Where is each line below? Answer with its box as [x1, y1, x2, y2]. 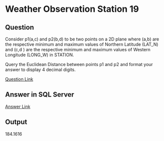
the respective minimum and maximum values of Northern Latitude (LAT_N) [5, 41, 159, 47]
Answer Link [5, 104, 31, 109]
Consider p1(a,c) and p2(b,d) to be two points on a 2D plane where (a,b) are [5, 36, 160, 42]
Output [5, 118, 27, 126]
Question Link [5, 76, 34, 82]
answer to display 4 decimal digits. [5, 67, 76, 72]
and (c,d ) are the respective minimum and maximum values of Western [5, 47, 151, 52]
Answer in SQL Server [5, 90, 75, 99]
